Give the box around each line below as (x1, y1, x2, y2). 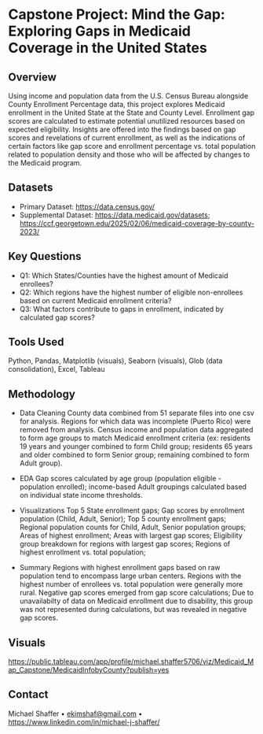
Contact (8, 688, 49, 702)
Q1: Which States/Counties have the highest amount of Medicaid (19, 270, 229, 280)
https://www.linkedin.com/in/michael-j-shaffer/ (8, 717, 160, 726)
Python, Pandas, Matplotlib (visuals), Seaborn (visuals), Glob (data (8, 356, 223, 365)
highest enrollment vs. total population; (19, 547, 147, 557)
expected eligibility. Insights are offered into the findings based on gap (8, 124, 236, 134)
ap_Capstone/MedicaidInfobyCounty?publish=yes (8, 665, 170, 675)
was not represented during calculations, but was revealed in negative (19, 605, 247, 614)
